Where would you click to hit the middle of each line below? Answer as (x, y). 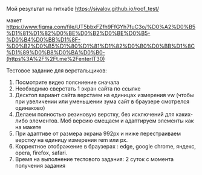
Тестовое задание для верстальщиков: (57, 71)
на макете (28, 127)
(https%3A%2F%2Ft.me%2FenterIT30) (56, 59)
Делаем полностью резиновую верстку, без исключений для (95, 114)
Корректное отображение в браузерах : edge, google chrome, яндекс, (106, 146)
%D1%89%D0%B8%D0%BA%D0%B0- (56, 52)
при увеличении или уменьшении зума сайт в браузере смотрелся (102, 101)
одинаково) (30, 108)
